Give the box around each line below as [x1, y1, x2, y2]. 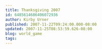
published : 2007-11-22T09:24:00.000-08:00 [5, 21, 97, 27]
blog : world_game [5, 31, 42, 36]
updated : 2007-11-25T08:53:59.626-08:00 [5, 27, 93, 32]
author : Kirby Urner [5, 17, 49, 22]
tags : [5, 36, 17, 41]
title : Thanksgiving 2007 [5, 7, 60, 13]
